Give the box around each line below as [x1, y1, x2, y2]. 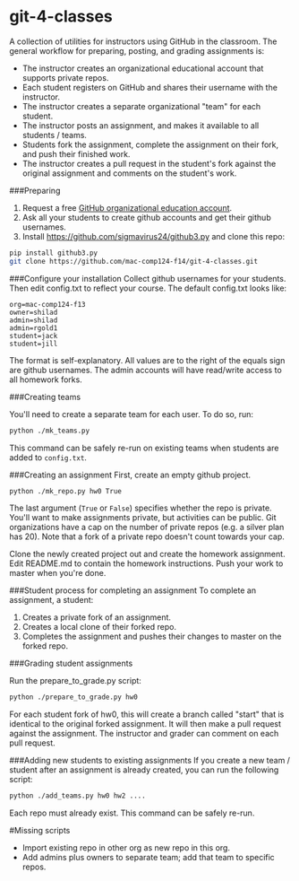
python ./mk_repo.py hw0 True [9, 486, 123, 495]
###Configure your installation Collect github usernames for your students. [9, 273, 286, 283]
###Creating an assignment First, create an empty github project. [9, 469, 252, 480]
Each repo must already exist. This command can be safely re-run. [9, 807, 255, 818]
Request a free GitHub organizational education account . [21, 202, 233, 213]
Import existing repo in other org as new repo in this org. [21, 842, 231, 853]
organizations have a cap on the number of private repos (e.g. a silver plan [9, 522, 285, 533]
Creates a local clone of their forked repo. [21, 622, 177, 632]
